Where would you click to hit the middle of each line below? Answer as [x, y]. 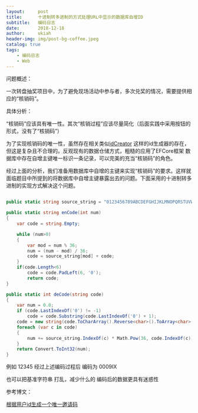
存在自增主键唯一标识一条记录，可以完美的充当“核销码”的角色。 [99, 158]
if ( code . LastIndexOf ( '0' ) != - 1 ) [59, 311]
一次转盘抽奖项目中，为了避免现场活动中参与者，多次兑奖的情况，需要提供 [96, 91]
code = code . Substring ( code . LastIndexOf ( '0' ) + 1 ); [92, 316]
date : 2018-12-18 [35, 28]
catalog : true [24, 45]
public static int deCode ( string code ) [55, 294]
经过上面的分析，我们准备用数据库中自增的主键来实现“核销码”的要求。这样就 [99, 171]
